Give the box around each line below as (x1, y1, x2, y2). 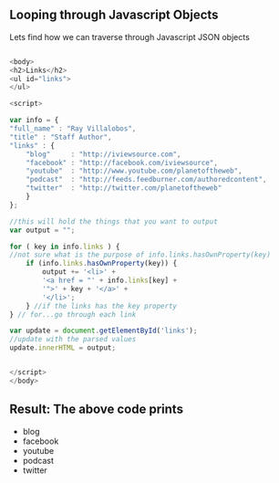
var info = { (9, 116, 59, 125)
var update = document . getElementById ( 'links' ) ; (9, 326, 198, 336)
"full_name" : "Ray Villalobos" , (9, 124, 137, 133)
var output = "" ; (9, 226, 76, 235)
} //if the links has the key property (26, 301, 178, 310)
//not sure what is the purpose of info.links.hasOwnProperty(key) (9, 250, 272, 259)
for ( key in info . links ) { (9, 242, 120, 251)
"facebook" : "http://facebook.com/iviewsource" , (26, 158, 219, 167)
